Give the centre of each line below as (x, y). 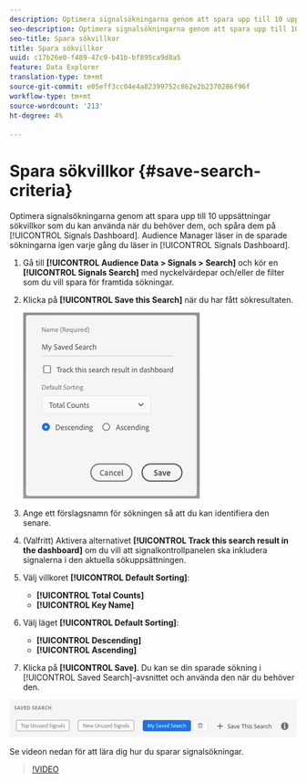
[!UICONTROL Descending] (89, 641)
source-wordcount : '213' (56, 106)
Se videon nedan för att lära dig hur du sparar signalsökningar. (127, 752)
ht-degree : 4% (36, 115)
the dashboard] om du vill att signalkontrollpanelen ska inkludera (145, 550)
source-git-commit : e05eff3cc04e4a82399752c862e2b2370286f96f (130, 87)
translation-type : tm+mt (56, 78)
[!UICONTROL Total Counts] (90, 595)
